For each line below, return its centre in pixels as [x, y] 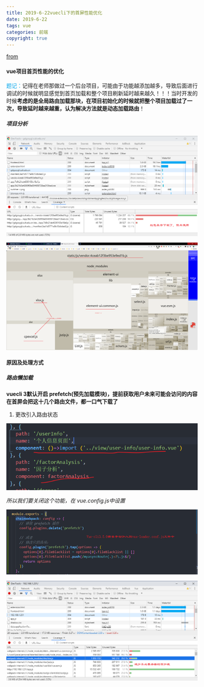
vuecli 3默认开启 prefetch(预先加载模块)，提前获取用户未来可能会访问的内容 [102, 394]
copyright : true [27, 39]
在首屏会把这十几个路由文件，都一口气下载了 [62, 402]
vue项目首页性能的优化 [35, 71]
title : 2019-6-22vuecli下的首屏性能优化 [54, 13]
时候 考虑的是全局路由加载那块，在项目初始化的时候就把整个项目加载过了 [97, 101]
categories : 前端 [27, 32]
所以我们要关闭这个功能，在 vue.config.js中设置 [66, 501]
